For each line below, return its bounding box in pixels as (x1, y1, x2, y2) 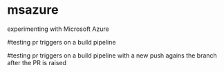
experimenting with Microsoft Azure (7, 25, 109, 33)
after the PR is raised (7, 58, 67, 67)
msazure (7, 2, 59, 18)
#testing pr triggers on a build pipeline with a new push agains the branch (7, 51, 218, 60)
